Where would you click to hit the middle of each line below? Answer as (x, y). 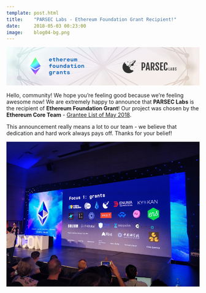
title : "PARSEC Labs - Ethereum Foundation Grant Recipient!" (91, 19)
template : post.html (33, 13)
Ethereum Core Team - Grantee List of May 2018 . (69, 115)
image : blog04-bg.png (38, 32)
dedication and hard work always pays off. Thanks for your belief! (90, 133)
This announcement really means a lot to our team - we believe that (92, 127)
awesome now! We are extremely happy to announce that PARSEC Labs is (100, 102)
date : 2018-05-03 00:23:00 (46, 26)
